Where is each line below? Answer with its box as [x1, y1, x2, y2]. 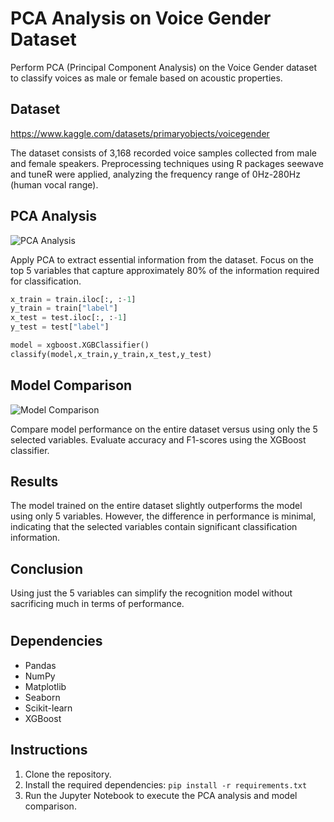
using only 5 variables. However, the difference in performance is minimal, [10, 510, 317, 522]
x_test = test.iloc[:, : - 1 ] [10, 313, 128, 323]
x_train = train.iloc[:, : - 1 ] [10, 294, 137, 304]
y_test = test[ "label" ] [10, 322, 110, 332]
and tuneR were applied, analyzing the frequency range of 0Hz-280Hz [10, 168, 301, 180]
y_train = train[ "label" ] [10, 303, 118, 314]
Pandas [24, 659, 57, 671]
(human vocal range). [10, 178, 99, 191]
